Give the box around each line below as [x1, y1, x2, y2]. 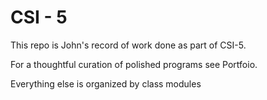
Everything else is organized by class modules [10, 77, 202, 90]
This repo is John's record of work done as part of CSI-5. [10, 39, 247, 51]
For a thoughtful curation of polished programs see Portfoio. [10, 58, 258, 70]
